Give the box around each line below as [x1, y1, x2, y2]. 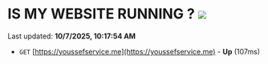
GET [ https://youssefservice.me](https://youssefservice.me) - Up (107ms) [18, 46, 261, 56]
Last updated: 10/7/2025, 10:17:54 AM [7, 31, 136, 41]
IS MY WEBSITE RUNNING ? [7, 5, 196, 23]
